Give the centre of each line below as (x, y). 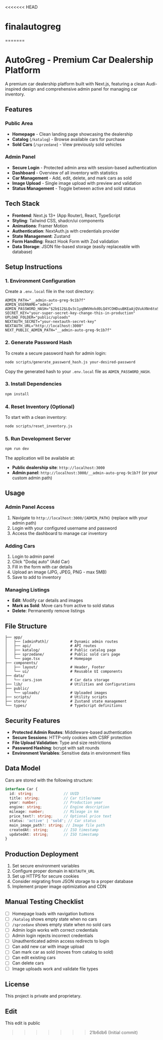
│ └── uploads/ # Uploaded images (56, 693)
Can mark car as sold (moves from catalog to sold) (63, 952)
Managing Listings (27, 589)
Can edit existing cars (34, 958)
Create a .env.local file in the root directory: (50, 292)
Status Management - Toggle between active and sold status (74, 188)
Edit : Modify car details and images (48, 600)
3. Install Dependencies (33, 384)
